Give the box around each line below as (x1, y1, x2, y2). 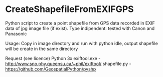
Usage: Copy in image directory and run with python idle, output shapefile (5, 40, 158, 46)
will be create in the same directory (5, 45, 78, 51)
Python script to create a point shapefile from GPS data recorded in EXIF (5, 20, 155, 26)
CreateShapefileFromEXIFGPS (5, 3, 134, 15)
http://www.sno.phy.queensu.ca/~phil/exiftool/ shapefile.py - (5, 60, 131, 66)
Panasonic (5, 30, 27, 36)
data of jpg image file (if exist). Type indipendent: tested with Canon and (5, 25, 154, 31)
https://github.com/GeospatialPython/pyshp (5, 66, 96, 72)
